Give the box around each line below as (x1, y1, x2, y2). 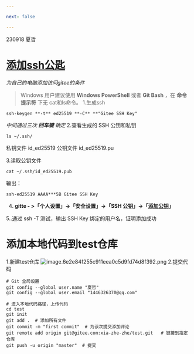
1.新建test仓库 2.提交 (6, 258, 183, 265)
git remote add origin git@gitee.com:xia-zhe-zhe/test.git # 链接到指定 (6, 330, 189, 336)
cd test (6, 306, 25, 312)
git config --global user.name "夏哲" (6, 284, 99, 291)
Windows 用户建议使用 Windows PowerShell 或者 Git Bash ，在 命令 (20, 92, 188, 99)
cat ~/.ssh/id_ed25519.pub (6, 168, 72, 174)
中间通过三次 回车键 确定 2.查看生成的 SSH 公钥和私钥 (6, 122, 137, 129)
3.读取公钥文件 (6, 157, 42, 164)
